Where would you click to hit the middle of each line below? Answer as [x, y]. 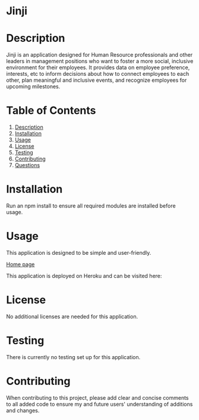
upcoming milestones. [33, 87]
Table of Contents [51, 111]
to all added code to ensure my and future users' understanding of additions [99, 404]
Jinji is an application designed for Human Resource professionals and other [99, 55]
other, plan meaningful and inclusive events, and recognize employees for [97, 80]
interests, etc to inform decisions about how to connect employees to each [98, 74]
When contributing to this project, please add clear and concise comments [97, 397]
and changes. [23, 410]
